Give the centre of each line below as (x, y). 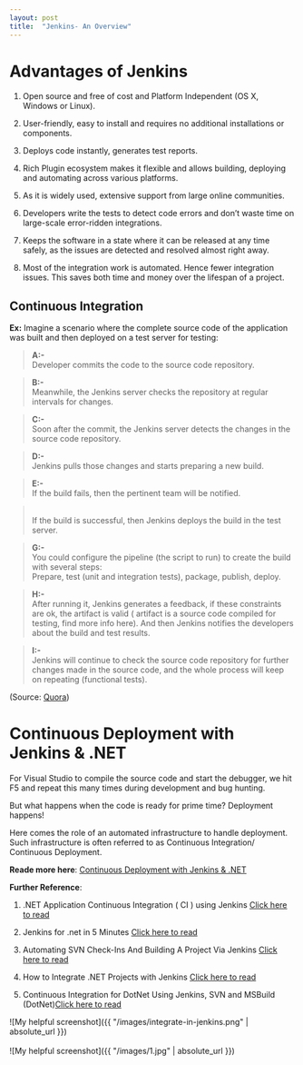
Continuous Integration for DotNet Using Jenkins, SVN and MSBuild (149, 995)
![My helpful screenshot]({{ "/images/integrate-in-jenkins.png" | (129, 1022)
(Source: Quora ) (39, 697)
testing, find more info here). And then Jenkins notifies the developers (162, 623)
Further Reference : (46, 888)
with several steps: (67, 567)
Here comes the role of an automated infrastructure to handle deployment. (149, 833)
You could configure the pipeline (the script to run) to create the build (161, 557)
